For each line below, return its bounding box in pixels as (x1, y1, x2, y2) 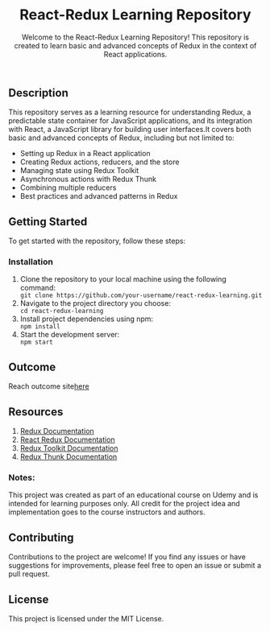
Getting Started (8, 215, 88, 229)
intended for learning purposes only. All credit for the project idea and (8, 499, 240, 509)
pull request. (8, 569, 50, 579)
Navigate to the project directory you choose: (19, 299, 172, 308)
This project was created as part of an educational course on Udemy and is (8, 490, 259, 500)
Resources (8, 405, 64, 419)
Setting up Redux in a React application (19, 149, 151, 159)
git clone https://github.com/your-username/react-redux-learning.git (19, 291, 263, 299)
